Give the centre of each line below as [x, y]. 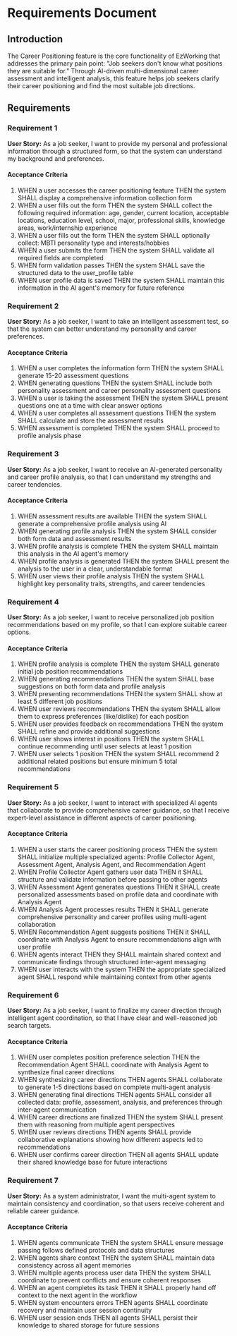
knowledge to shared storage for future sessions [88, 1325]
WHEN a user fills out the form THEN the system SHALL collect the [115, 205]
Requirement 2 [33, 306]
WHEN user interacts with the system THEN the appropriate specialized [122, 969]
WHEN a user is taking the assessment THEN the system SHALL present [123, 398]
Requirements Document [82, 13]
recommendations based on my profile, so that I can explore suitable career [117, 625]
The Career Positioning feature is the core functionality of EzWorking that [114, 56]
